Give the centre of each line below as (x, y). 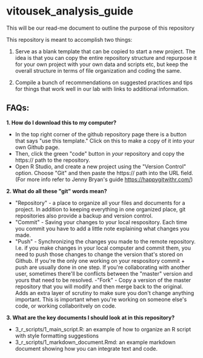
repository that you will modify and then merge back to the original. (99, 287)
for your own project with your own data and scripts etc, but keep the (101, 64)
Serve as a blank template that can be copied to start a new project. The (105, 51)
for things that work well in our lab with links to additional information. (102, 88)
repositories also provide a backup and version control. (84, 216)
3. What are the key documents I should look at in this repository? (90, 317)
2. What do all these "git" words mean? (57, 191)
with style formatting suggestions (57, 336)
